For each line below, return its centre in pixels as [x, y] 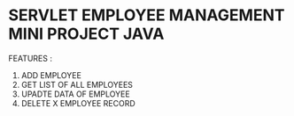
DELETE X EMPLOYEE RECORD [78, 103]
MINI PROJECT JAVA [86, 34]
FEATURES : [30, 58]
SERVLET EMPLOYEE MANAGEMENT [147, 15]
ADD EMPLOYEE [51, 75]
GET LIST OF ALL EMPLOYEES [77, 84]
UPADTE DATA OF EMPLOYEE [75, 94]
